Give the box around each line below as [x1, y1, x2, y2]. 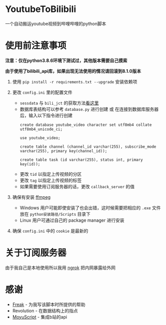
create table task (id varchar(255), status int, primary [19, 157, 143, 162]
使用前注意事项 [5, 40, 67, 51]
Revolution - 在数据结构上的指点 [12, 308, 78, 314]
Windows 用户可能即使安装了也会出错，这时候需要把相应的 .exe [19, 205, 151, 211]
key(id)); [19, 161, 41, 167]
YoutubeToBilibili [5, 3, 76, 15]
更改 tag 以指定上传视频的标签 [19, 177, 82, 183]
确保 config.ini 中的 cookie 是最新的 [12, 228, 89, 234]
